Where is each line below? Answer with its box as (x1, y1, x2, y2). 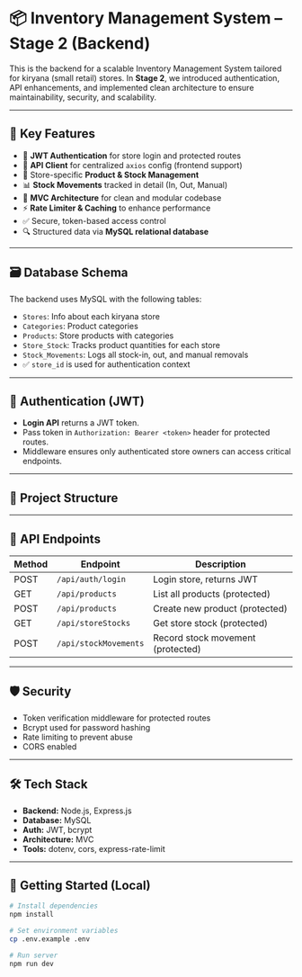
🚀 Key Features (9, 126, 96, 141)
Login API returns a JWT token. (22, 417, 139, 428)
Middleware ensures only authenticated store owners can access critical (22, 446, 291, 457)
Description (194, 558, 247, 570)
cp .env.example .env (9, 935, 91, 944)
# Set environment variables (9, 927, 119, 936)
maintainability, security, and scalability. (9, 92, 157, 103)
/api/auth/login (57, 574, 126, 584)
